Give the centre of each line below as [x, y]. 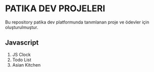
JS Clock [21, 54]
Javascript [22, 43]
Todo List [22, 60]
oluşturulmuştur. [22, 27]
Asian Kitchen [26, 65]
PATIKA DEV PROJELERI [55, 9]
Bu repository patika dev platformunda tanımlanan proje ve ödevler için [77, 22]
